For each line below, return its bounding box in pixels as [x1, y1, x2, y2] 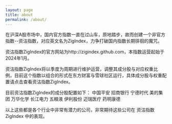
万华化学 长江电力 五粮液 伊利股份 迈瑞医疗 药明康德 [11, 96, 121, 102]
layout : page [5, 7, 33, 13]
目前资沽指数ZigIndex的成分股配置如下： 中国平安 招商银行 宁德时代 [5, 90, 148, 96]
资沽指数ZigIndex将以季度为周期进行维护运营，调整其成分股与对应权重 [5, 66, 154, 72]
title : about [5, 12, 33, 17]
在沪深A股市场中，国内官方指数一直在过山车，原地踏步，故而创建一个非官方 [5, 32, 165, 38]
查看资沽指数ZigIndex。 [23, 79, 73, 85]
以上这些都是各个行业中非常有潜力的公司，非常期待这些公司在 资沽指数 [5, 107, 155, 113]
